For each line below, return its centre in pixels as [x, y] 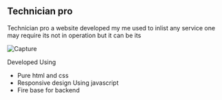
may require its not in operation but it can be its [74, 35]
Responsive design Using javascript [68, 83]
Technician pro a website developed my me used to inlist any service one [111, 28]
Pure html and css [43, 75]
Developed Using [32, 62]
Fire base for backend [48, 90]
